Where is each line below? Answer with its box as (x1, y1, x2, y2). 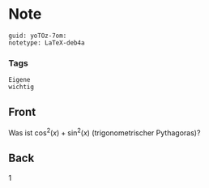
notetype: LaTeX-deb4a (8, 38, 85, 47)
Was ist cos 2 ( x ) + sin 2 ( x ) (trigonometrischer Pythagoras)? (8, 126, 201, 138)
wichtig (8, 83, 35, 92)
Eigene (8, 76, 31, 84)
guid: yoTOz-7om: (8, 32, 67, 40)
